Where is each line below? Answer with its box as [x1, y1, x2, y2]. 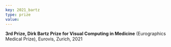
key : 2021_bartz [5, 7, 40, 13]
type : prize [5, 12, 31, 17]
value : [5, 17, 19, 22]
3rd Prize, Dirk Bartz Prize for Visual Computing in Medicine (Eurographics [5, 31, 166, 37]
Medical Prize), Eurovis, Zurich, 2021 [5, 36, 83, 42]
